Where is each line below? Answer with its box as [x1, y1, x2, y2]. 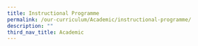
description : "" [7, 22, 53, 29]
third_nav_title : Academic [7, 28, 84, 36]
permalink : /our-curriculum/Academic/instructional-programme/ [7, 16, 192, 23]
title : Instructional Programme [7, 9, 99, 17]
